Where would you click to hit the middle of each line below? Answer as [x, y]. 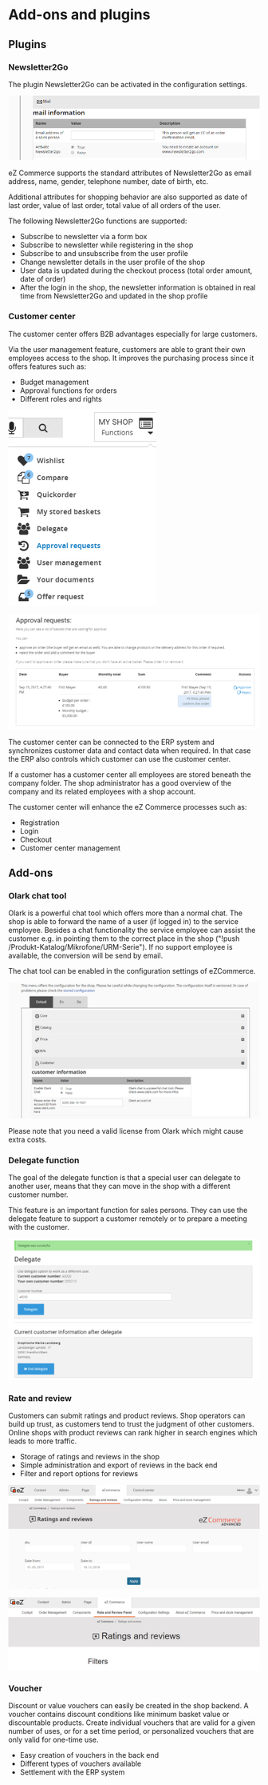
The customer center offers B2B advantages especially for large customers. [133, 334]
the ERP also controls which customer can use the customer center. [120, 758]
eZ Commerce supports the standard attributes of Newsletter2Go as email [130, 173]
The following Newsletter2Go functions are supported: [98, 221]
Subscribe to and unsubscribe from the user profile [104, 253]
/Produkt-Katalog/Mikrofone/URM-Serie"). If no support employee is [120, 947]
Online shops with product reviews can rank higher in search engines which [133, 1433]
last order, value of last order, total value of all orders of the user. [115, 205]
